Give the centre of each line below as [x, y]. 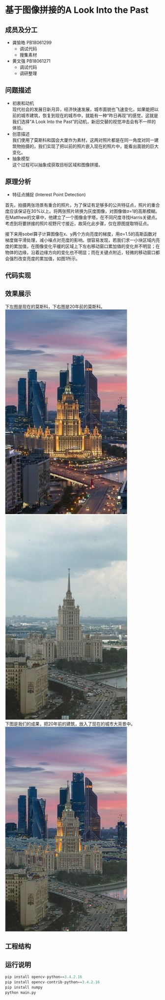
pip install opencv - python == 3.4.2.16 [44, 977]
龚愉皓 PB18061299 [32, 43]
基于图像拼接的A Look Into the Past [77, 10]
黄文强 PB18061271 [31, 61]
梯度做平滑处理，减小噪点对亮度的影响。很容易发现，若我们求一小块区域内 [80, 240]
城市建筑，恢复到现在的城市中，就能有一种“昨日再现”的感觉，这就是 [90, 115]
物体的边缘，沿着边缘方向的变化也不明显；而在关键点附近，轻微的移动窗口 [80, 252]
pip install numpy [24, 987]
